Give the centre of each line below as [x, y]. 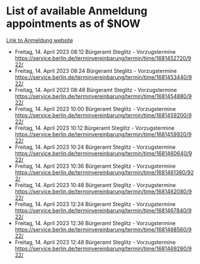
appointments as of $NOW [73, 24]
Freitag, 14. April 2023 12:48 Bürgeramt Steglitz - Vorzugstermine [95, 242]
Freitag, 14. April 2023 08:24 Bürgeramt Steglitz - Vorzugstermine [96, 70]
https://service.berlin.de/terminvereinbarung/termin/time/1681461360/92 [104, 172]
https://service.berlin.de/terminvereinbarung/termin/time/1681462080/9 [103, 191]
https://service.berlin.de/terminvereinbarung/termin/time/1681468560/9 [103, 229]
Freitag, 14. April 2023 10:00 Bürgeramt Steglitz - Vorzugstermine [95, 109]
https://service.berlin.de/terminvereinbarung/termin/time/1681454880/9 [103, 96]
